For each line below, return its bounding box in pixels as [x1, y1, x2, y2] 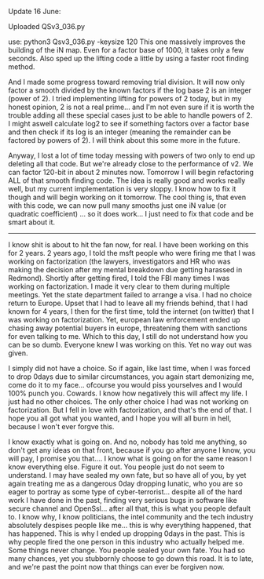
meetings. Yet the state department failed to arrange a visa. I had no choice [8, 290, 252, 299]
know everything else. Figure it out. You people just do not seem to [8, 462, 225, 472]
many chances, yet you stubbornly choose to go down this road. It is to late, [8, 554, 254, 563]
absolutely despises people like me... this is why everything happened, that [8, 521, 251, 530]
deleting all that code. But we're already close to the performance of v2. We [8, 159, 254, 168]
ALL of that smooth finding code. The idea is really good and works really [8, 176, 246, 185]
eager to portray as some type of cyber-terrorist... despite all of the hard [8, 487, 243, 497]
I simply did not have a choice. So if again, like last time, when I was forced [8, 364, 251, 373]
